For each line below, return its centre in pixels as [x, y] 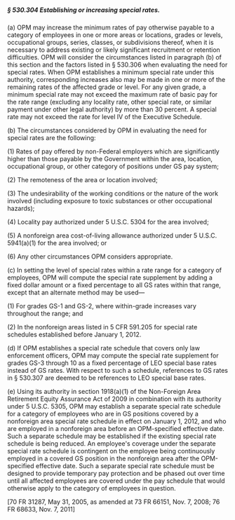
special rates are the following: [52, 137]
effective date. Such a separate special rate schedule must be [125, 465]
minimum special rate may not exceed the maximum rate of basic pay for [113, 94]
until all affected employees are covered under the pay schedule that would [116, 481]
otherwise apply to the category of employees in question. [92, 488]
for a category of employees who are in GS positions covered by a [103, 413]
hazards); [21, 208]
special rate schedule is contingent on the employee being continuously [111, 451]
